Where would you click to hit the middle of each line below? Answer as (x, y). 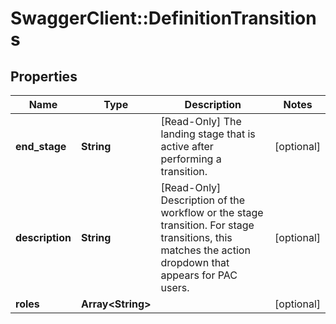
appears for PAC (199, 275)
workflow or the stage (212, 212)
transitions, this (196, 237)
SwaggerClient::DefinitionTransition (163, 18)
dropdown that (195, 262)
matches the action (205, 250)
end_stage (41, 146)
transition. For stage (207, 225)
